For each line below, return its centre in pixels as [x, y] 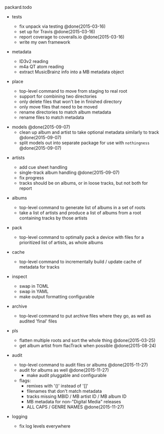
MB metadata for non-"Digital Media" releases [74, 402]
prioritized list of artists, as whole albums [61, 243]
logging [20, 416]
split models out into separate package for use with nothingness [84, 143]
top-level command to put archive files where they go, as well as [85, 316]
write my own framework [45, 42]
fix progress [31, 178]
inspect [20, 276]
